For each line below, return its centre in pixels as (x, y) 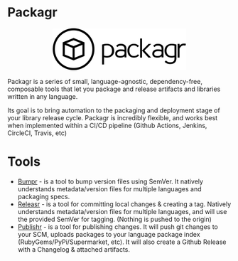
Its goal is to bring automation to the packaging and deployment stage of (114, 110)
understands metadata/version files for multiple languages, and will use (122, 211)
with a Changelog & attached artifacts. (74, 249)
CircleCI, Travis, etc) (37, 133)
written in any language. (43, 96)
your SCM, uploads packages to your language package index (109, 234)
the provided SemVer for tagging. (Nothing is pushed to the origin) (114, 219)
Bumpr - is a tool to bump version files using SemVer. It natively (110, 181)
